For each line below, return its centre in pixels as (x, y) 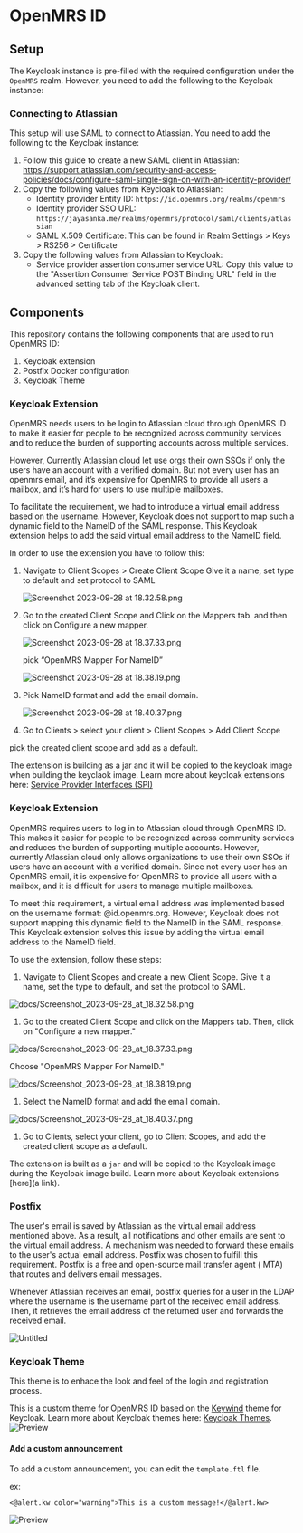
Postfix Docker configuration (76, 371)
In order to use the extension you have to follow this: (107, 553)
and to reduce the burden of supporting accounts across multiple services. (149, 443)
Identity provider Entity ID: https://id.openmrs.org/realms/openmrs (161, 199)
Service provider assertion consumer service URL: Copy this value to (165, 264)
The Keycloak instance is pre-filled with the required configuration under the (152, 71)
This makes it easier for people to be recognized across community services (152, 838)
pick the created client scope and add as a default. (104, 748)
